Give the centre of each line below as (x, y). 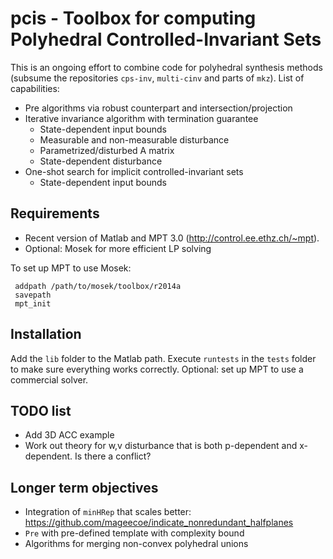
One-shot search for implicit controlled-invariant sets (134, 171)
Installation (46, 334)
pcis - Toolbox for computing (133, 18)
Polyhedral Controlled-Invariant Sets (166, 39)
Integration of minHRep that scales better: (108, 512)
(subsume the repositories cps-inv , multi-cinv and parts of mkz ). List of (157, 78)
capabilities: (35, 88)
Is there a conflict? (113, 456)
